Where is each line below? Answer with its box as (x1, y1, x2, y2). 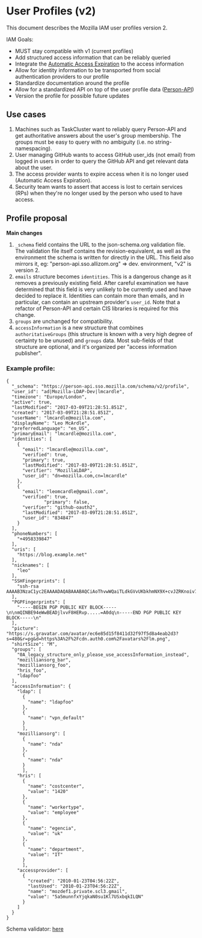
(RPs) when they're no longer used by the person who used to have (14, 189, 183, 197)
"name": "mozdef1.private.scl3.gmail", (28, 888, 128, 894)
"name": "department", (28, 846, 85, 852)
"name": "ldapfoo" (28, 699, 74, 705)
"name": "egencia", (28, 825, 77, 831)
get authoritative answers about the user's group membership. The (14, 132, 182, 139)
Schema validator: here (6, 925, 64, 933)
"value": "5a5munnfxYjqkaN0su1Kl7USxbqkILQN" (28, 894, 144, 900)
